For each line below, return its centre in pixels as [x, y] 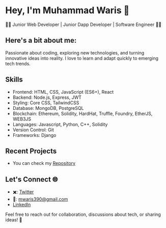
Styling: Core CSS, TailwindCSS [46, 103]
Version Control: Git [33, 130]
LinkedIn [22, 205]
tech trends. [18, 64]
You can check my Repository [44, 163]
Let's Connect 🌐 [32, 179]
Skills [14, 80]
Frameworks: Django [34, 135]
